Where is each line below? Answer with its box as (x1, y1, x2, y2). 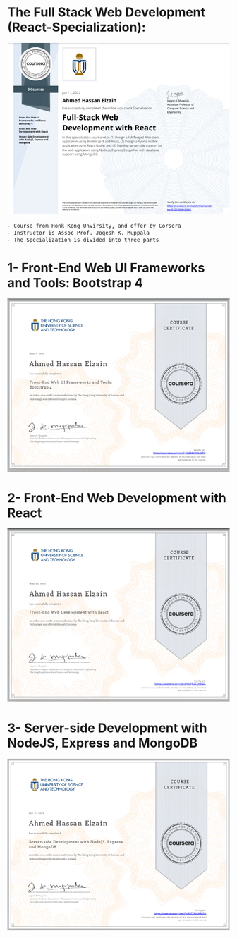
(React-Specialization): (7, 19, 146, 35)
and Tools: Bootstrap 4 (7, 275, 143, 291)
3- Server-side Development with (7, 720, 207, 736)
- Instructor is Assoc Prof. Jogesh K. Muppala (7, 229, 150, 236)
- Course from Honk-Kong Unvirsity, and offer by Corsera (7, 222, 181, 229)
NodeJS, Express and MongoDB (7, 735, 198, 751)
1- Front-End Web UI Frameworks (7, 260, 205, 276)
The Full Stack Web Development (7, 4, 206, 20)
